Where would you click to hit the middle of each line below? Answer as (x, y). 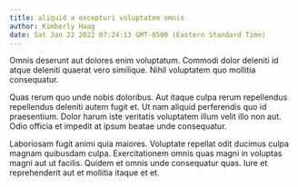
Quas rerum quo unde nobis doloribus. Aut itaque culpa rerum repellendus (149, 97)
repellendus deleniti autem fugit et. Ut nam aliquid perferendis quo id (138, 107)
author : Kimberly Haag (52, 26)
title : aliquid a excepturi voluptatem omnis (97, 18)
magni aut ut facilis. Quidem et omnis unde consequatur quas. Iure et (139, 163)
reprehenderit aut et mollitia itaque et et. (84, 172)
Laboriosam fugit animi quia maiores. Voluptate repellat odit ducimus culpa (149, 144)
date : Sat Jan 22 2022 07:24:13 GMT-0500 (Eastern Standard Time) (138, 34)
